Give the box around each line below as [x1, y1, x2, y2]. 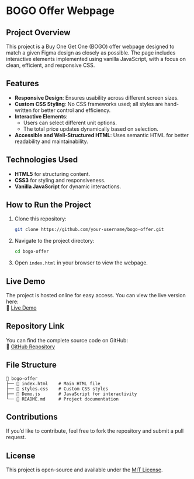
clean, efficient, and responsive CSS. [6, 62, 95, 69]
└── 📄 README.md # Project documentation [6, 396, 119, 402]
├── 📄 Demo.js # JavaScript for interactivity [6, 391, 137, 397]
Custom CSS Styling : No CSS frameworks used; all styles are [14, 100, 164, 107]
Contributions [6, 412, 58, 422]
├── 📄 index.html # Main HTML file [6, 381, 101, 386]
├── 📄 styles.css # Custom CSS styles [6, 386, 109, 392]
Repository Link [6, 321, 65, 331]
